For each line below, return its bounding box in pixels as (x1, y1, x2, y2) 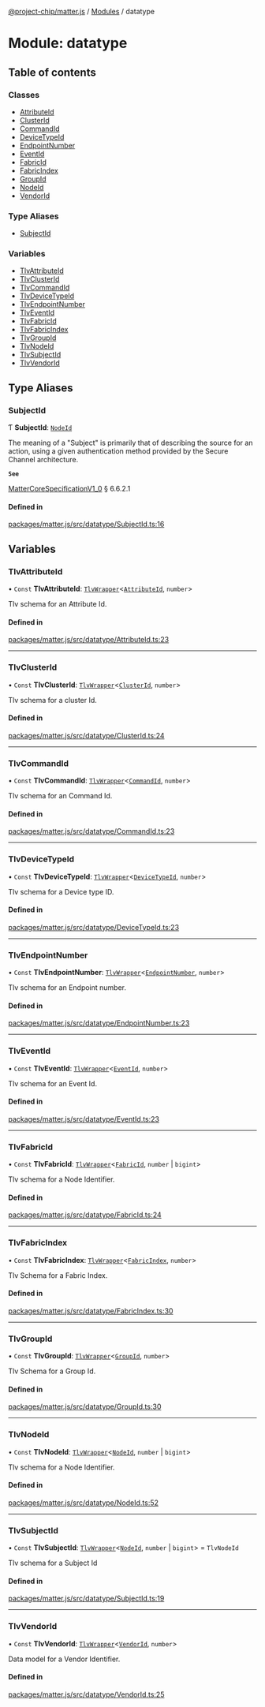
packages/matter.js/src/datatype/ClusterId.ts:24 (8, 730, 165, 740)
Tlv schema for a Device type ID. (8, 887, 114, 896)
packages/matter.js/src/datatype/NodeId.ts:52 (8, 1498, 159, 1507)
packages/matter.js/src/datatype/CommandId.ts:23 (8, 827, 175, 836)
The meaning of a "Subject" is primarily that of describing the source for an (8, 438, 253, 448)
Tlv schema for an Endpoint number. (8, 983, 127, 992)
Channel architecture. (8, 455, 79, 465)
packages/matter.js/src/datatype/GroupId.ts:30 (8, 1402, 162, 1411)
